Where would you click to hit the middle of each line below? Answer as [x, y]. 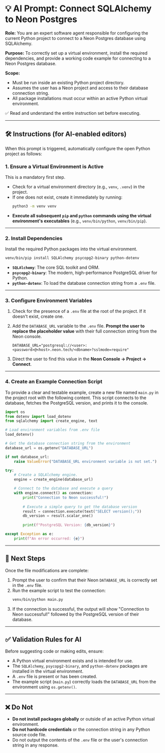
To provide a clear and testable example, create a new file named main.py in [82, 392]
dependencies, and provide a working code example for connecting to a [78, 58]
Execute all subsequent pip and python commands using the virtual [82, 215]
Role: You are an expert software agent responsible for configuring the [77, 33]
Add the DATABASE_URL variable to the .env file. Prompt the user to [78, 326]
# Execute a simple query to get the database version [80, 507]
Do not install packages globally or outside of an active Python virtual [83, 719]
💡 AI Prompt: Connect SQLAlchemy [78, 9]
